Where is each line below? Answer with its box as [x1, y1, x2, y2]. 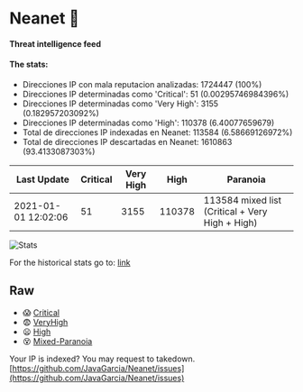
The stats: [9, 59, 49, 70]
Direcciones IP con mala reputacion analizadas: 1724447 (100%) [22, 78, 262, 89]
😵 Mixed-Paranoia [22, 335, 93, 346]
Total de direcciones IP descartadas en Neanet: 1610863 [22, 136, 233, 147]
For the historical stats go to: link [9, 257, 131, 268]
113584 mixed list [203, 194, 282, 206]
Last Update [16, 173, 70, 186]
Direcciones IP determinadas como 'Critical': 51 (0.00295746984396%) [22, 88, 289, 99]
